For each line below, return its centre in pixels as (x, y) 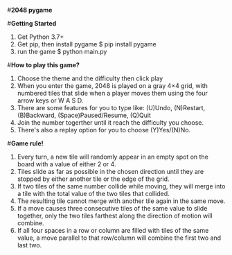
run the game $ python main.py (62, 52)
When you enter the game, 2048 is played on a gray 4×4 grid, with (112, 86)
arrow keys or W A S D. (50, 100)
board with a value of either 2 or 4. (66, 164)
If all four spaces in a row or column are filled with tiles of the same (113, 230)
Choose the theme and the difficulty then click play (90, 78)
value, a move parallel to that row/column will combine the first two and (119, 238)
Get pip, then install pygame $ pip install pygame (87, 44)
